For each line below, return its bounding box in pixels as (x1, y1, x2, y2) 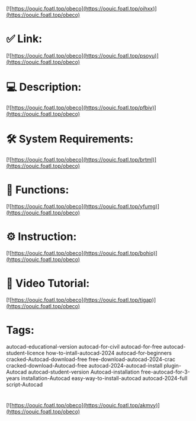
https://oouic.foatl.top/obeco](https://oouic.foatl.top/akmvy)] (11, 401, 160, 409)
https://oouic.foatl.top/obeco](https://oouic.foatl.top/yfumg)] (11, 202, 160, 210)
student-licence (6, 349, 45, 356)
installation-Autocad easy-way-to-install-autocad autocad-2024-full (21, 374, 188, 382)
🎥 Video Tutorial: (6, 276, 90, 290)
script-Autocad (6, 381, 43, 388)
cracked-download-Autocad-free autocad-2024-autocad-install (6, 362, 163, 369)
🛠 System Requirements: (6, 132, 134, 146)
